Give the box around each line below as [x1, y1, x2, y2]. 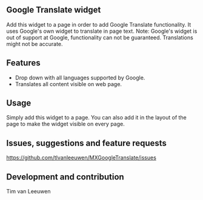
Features [6, 58, 41, 68]
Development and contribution [6, 172, 124, 182]
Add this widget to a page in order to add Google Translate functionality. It [6, 21, 191, 28]
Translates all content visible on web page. [15, 80, 122, 87]
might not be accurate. [6, 40, 63, 47]
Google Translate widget [6, 5, 101, 15]
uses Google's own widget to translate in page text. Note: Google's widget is [6, 27, 198, 35]
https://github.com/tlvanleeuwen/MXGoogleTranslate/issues [6, 154, 156, 161]
